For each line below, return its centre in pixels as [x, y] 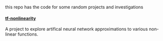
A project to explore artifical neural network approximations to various [77, 29]
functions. [28, 34]
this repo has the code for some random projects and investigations [74, 7]
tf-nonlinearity [21, 18]
